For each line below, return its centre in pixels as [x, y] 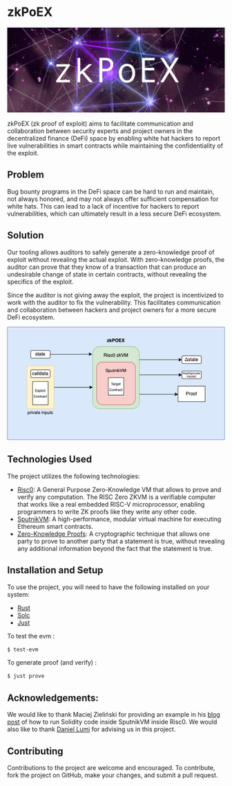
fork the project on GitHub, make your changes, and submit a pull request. [113, 775]
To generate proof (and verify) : [52, 663]
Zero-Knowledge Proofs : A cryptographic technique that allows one [114, 534]
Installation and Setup [55, 570]
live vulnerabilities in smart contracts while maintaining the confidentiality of [115, 146]
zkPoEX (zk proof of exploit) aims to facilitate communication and [100, 123]
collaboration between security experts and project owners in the [100, 131]
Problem [26, 175]
